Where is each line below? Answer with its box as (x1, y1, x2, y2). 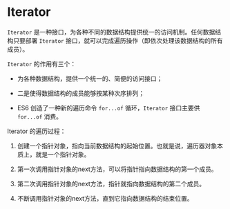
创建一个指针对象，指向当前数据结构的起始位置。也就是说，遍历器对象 (17, 141, 218, 150)
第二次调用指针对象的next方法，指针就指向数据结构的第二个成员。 (17, 179, 206, 188)
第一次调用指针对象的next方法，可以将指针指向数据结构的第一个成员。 (17, 165, 218, 173)
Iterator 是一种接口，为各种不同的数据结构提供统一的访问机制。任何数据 (7, 28, 215, 36)
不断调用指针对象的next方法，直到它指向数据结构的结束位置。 (17, 194, 193, 202)
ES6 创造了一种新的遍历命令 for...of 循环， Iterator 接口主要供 (17, 103, 200, 112)
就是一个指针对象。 (35, 150, 90, 159)
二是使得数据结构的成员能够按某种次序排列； (17, 89, 145, 97)
